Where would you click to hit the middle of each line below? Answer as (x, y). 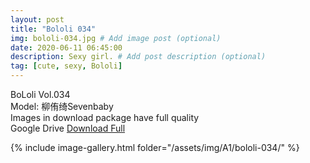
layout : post (37, 19)
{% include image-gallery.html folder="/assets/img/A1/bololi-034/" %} (155, 147)
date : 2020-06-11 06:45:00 (66, 47)
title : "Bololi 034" (53, 29)
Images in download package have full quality (105, 117)
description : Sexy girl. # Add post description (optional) (138, 57)
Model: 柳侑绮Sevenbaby (62, 106)
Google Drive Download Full (68, 128)
